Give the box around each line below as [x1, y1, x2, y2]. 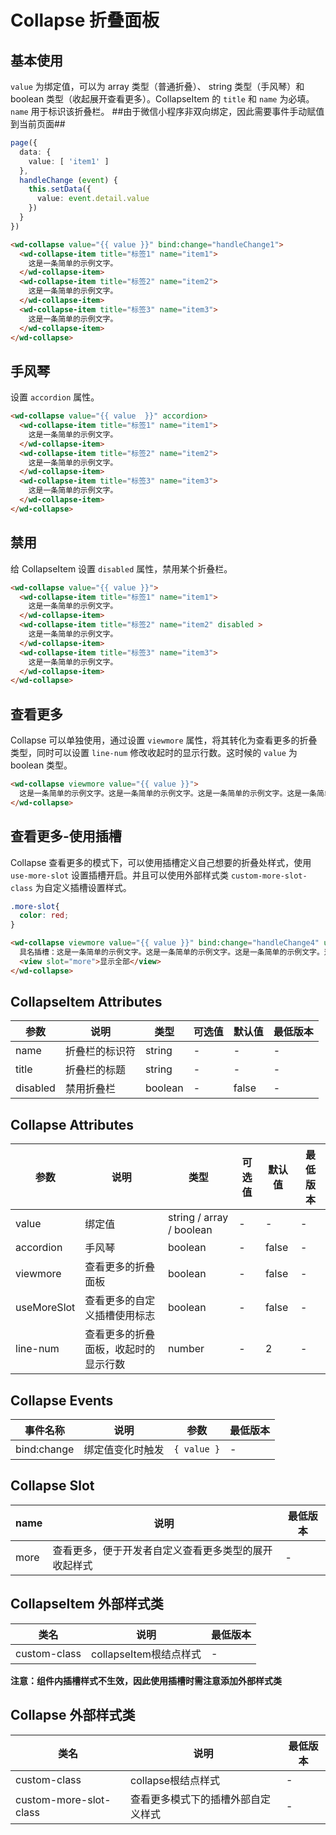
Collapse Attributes [10, 1116, 135, 1133]
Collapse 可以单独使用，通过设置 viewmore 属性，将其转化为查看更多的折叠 [10, 734, 318, 746]
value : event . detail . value [36, 194, 150, 204]
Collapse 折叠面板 [10, 9, 160, 32]
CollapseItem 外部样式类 [10, 1596, 164, 1613]
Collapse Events [10, 1392, 114, 1409]
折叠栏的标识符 [64, 1044, 136, 1058]
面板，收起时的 [84, 1342, 156, 1356]
